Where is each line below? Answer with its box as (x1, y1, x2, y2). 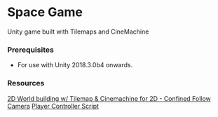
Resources (7, 78, 45, 88)
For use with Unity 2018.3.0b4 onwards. (17, 61, 133, 69)
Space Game (7, 4, 83, 20)
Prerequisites (7, 45, 54, 55)
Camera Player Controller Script (7, 102, 100, 110)
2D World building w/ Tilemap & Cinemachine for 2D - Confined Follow (7, 94, 212, 102)
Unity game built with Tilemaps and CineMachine (7, 27, 149, 36)
